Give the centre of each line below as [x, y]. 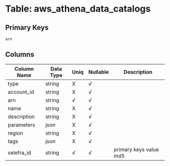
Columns [20, 54]
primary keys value [136, 149]
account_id [21, 92]
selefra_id [19, 152]
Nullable [99, 72]
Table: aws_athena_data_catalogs [78, 9]
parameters [22, 124]
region [15, 133]
